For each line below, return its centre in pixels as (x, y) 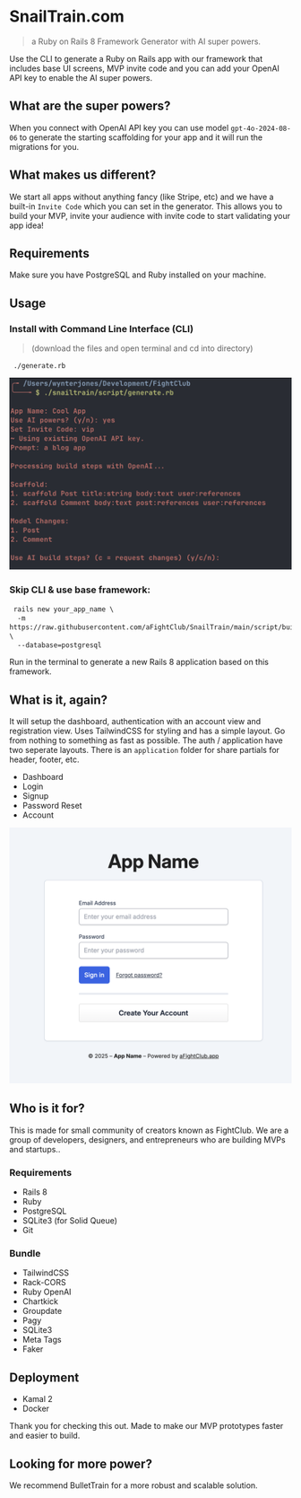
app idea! (27, 225)
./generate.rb (39, 366)
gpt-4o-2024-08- (261, 128)
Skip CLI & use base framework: (80, 590)
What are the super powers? (90, 106)
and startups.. (35, 1149)
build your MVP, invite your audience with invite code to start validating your (150, 215)
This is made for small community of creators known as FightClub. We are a (149, 1130)
